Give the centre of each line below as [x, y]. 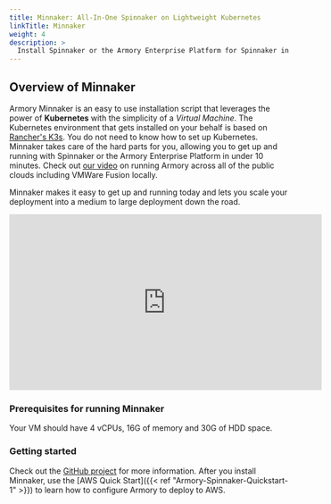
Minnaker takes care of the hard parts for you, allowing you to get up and [144, 146]
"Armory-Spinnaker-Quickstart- [230, 480]
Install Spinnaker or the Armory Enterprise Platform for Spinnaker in [153, 51]
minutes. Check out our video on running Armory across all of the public [142, 165]
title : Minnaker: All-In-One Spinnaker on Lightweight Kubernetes [135, 17]
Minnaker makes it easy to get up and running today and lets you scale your [149, 192]
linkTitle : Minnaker [48, 26]
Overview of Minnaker [72, 87]
